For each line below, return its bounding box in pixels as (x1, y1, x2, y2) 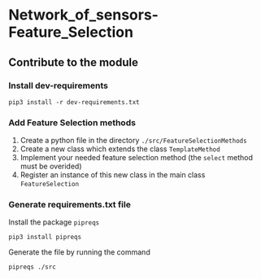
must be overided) (20, 161, 83, 172)
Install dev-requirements (8, 80, 108, 91)
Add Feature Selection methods (8, 116, 137, 128)
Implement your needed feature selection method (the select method (20, 153, 254, 163)
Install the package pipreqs (8, 217, 100, 227)
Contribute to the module (8, 55, 138, 69)
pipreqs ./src (8, 263, 57, 272)
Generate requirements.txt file (8, 199, 132, 211)
